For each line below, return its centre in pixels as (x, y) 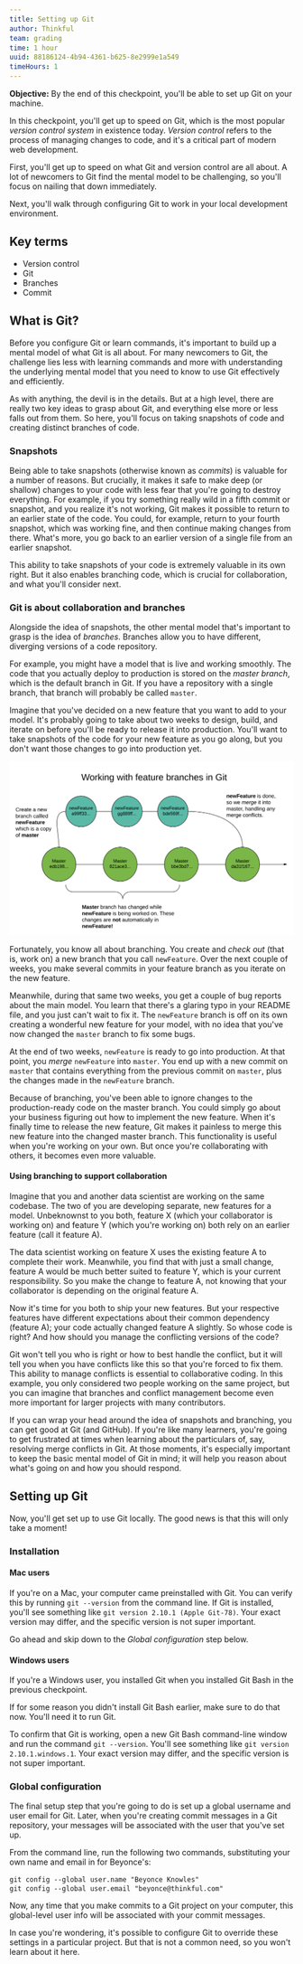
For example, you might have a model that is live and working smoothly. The (150, 664)
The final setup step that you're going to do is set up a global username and (150, 1806)
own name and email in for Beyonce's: (80, 1862)
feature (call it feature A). (56, 1235)
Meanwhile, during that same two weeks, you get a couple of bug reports (146, 996)
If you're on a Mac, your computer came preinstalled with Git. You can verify (151, 1592)
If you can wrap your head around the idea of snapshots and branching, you (151, 1421)
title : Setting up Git (52, 19)
